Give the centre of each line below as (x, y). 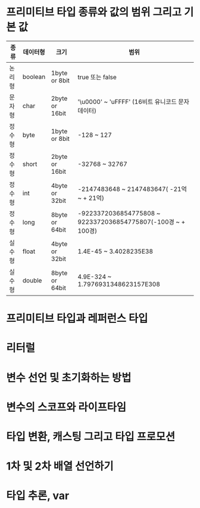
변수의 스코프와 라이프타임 (66, 407)
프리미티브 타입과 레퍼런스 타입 (77, 318)
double (32, 280)
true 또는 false (97, 77)
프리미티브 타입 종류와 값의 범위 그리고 (94, 12)
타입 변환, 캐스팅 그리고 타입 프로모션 (91, 437)
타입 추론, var (38, 496)
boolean (34, 76)
